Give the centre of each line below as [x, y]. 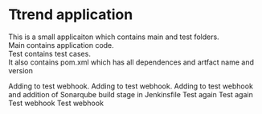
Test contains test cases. [49, 53]
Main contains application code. [61, 45]
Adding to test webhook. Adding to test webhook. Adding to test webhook [131, 86]
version [21, 70]
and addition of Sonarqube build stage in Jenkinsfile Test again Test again [131, 94]
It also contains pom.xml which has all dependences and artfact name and [131, 62]
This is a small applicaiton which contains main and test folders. [114, 37]
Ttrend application [71, 15]
